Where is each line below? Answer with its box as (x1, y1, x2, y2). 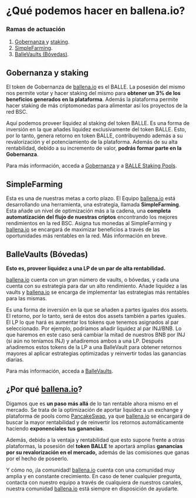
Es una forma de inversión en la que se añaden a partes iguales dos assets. (6, 306, 189, 313)
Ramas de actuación (6, 25, 66, 33)
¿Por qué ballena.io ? (6, 384, 83, 394)
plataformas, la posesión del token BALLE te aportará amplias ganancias (6, 442, 183, 449)
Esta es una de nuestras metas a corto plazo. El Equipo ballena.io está (6, 195, 176, 202)
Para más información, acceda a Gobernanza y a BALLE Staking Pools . (6, 162, 177, 170)
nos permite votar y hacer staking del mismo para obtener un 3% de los (6, 90, 181, 97)
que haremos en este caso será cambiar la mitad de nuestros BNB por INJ (6, 331, 185, 338)
